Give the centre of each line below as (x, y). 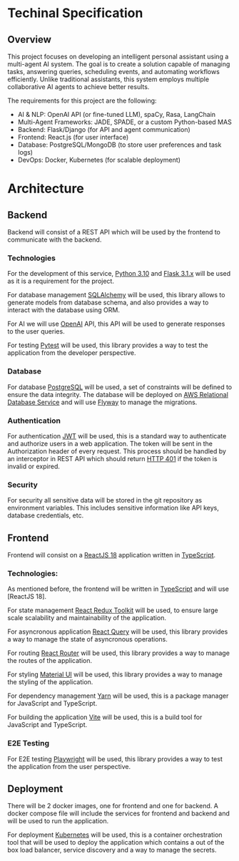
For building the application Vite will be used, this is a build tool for (105, 717)
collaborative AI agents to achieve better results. (78, 87)
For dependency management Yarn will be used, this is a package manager (118, 696)
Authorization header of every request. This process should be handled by (117, 451)
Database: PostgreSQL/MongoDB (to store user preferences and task (119, 145)
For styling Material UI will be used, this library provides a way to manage (115, 674)
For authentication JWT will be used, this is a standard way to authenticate (117, 435)
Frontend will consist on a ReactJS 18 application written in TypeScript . (112, 555)
